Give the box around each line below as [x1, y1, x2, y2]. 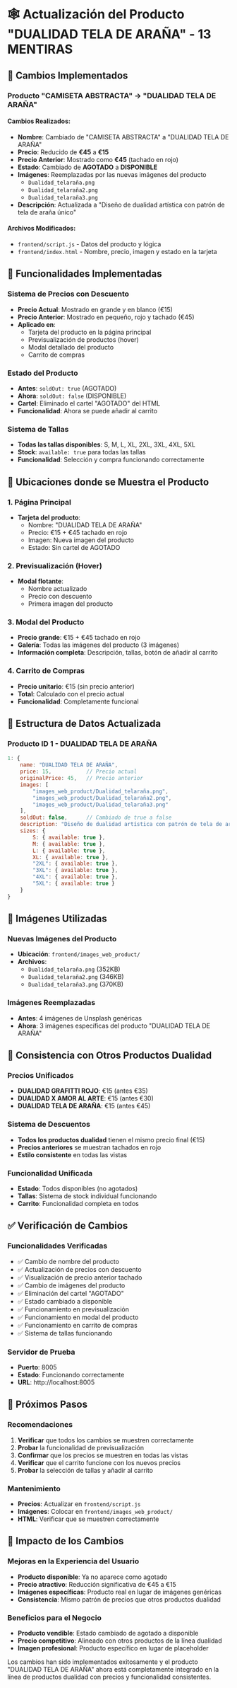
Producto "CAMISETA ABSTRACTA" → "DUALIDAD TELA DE [7, 91, 217, 101]
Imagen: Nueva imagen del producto [28, 536, 135, 544]
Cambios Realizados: [7, 117, 71, 125]
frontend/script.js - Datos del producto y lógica [17, 239, 162, 248]
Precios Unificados [7, 1071, 74, 1080]
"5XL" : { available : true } [32, 880, 115, 888]
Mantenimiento [7, 1483, 61, 1493]
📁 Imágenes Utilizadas [7, 913, 107, 925]
